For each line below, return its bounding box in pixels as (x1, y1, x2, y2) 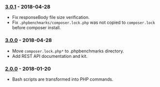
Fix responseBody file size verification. (12, 15, 90, 20)
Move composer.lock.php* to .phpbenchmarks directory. (12, 48, 124, 54)
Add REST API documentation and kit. (12, 53, 88, 59)
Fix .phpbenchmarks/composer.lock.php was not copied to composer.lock (12, 19, 155, 25)
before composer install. (12, 25, 61, 31)
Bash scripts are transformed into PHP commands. (12, 76, 113, 82)
